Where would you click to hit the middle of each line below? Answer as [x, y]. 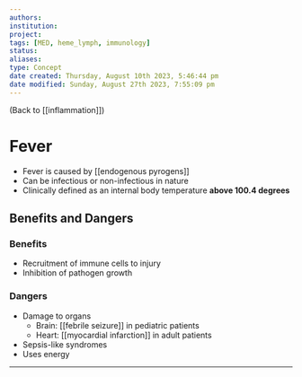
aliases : [26, 59]
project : [26, 34]
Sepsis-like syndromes [65, 344]
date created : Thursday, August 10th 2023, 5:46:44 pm [114, 76]
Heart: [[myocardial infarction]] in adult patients [124, 335]
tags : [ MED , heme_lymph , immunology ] [80, 43]
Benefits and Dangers [71, 218]
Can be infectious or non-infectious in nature [105, 180]
